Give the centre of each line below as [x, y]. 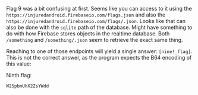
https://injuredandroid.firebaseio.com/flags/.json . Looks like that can [96, 21]
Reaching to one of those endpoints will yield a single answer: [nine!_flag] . [99, 51]
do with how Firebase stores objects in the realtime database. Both [88, 34]
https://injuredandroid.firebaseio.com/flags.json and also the [86, 15]
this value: [19, 64]
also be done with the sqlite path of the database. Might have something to [99, 27]
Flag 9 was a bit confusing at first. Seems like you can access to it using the [99, 9]
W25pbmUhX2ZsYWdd [28, 86]
